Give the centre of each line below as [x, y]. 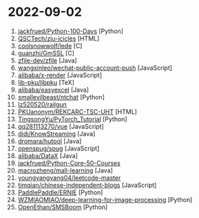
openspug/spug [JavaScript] [59, 148]
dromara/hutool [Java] [50, 141]
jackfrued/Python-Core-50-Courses [69, 163]
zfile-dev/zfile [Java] [47, 60]
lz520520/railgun [42, 104]
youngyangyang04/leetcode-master [69, 177]
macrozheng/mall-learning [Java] [65, 170]
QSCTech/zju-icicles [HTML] [59, 38]
